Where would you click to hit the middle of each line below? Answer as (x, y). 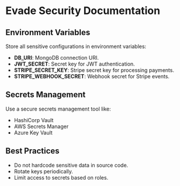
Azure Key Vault (33, 132)
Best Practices (32, 151)
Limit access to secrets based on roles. (61, 177)
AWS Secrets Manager (41, 126)
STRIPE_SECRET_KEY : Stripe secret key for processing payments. (94, 70)
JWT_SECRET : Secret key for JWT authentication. (74, 64)
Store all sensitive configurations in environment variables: (76, 46)
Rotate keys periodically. (44, 171)
